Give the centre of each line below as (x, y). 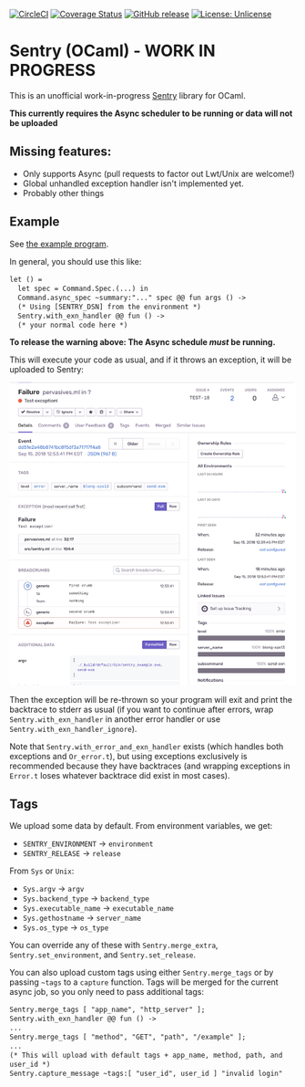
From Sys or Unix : (42, 871)
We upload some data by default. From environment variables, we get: (141, 826)
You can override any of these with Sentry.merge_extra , (114, 946)
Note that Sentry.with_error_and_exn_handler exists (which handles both (147, 746)
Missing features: (61, 152)
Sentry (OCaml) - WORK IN (112, 51)
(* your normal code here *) (73, 325)
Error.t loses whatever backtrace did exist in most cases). (120, 775)
